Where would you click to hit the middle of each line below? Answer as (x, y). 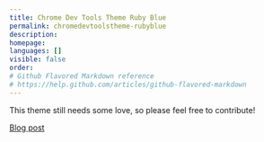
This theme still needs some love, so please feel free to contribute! (132, 110)
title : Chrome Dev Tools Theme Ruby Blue (88, 18)
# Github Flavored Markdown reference (82, 76)
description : (34, 34)
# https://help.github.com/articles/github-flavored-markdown (128, 84)
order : (22, 68)
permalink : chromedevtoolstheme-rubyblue (88, 26)
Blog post (27, 128)
